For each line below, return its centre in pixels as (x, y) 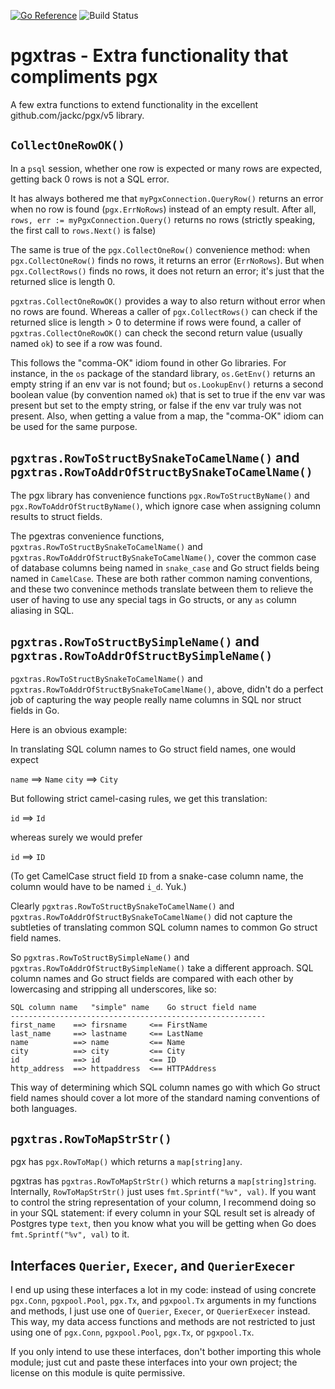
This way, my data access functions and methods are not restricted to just (163, 1321)
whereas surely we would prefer (76, 837)
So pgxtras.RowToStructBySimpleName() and (100, 957)
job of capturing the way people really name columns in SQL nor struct (156, 700)
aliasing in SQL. (42, 610)
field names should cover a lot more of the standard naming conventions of (165, 1098)
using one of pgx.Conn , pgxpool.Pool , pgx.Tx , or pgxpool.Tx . (132, 1332)
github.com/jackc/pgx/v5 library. (77, 115)
